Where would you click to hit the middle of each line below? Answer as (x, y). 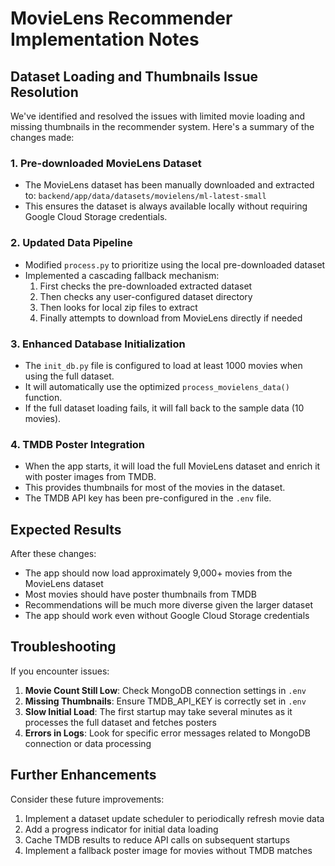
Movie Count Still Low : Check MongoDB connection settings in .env (165, 690)
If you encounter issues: (60, 671)
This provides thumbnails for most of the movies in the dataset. (155, 488)
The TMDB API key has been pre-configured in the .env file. (148, 498)
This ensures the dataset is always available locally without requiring (166, 206)
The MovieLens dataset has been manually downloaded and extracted (169, 185)
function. (43, 397)
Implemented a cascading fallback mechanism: (122, 275)
